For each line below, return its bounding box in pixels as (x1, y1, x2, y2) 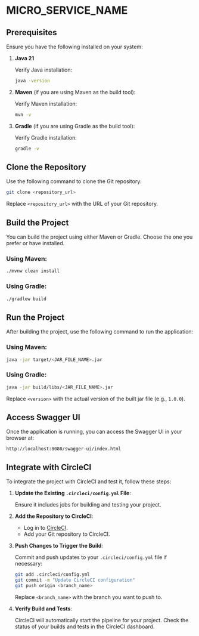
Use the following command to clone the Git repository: (6, 178, 142, 185)
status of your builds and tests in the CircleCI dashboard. (14, 623, 155, 630)
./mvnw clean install (6, 268, 60, 274)
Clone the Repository (6, 162, 86, 172)
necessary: (14, 560, 43, 567)
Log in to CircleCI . (23, 524, 69, 532)
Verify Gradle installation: (14, 134, 77, 141)
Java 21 (14, 55, 35, 61)
